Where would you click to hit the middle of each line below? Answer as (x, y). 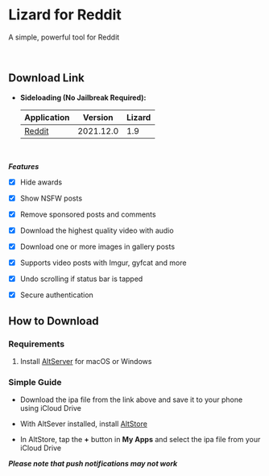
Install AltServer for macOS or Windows (86, 361)
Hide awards (41, 182)
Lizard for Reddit (65, 15)
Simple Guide (35, 382)
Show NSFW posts (51, 198)
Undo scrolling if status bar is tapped (81, 279)
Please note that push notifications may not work (93, 464)
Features (24, 166)
